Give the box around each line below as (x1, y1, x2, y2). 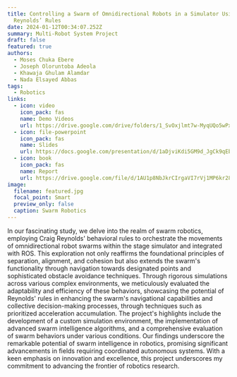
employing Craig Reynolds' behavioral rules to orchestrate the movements (7, 234, 223, 242)
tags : (7, 83, 23, 90)
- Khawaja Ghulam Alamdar (13, 69, 90, 76)
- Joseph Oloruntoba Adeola (13, 63, 97, 70)
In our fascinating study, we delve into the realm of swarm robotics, (7, 227, 203, 235)
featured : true (7, 43, 52, 50)
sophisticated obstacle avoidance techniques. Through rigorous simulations (7, 271, 228, 280)
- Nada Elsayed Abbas (13, 76, 78, 83)
